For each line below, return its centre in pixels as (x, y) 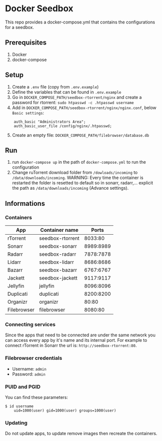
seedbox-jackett (58, 278)
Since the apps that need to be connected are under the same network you (80, 335)
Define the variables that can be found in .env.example (67, 92)
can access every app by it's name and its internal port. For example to (76, 340)
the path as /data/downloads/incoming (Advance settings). (70, 188)
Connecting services (30, 324)
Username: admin (29, 369)
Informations (25, 203)
